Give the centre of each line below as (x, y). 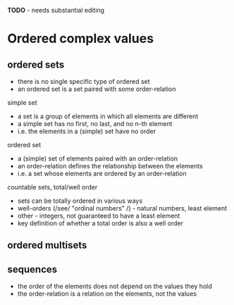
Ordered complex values (80, 39)
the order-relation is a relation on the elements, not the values (107, 294)
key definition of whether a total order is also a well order (100, 223)
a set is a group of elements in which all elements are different (108, 116)
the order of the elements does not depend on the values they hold (115, 286)
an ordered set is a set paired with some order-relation (97, 89)
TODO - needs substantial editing (56, 10)
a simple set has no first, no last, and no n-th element (95, 124)
